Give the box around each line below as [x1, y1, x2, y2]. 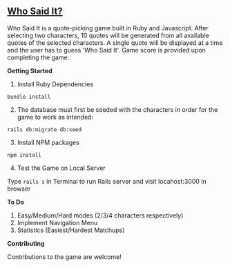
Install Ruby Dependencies [17, 79, 94, 88]
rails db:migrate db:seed [7, 126, 82, 133]
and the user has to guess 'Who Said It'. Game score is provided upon [7, 46, 206, 54]
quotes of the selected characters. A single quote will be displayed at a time [7, 38, 223, 47]
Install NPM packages [17, 138, 79, 146]
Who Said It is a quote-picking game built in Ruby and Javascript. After [7, 23, 209, 32]
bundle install [7, 93, 51, 100]
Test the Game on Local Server [17, 164, 106, 172]
